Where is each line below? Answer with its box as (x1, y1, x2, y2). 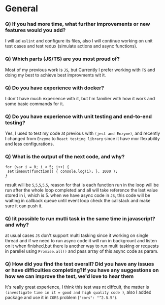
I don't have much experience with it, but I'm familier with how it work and (5, 96, 155, 102)
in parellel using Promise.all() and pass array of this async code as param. (5, 248, 159, 254)
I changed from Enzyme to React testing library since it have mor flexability (5, 136, 160, 142)
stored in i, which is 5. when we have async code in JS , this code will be (5, 192, 151, 198)
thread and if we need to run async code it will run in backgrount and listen (5, 237, 157, 243)
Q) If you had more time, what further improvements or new (5, 21, 150, 28)
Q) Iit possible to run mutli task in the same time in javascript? (5, 215, 155, 222)
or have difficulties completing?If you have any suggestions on (5, 267, 159, 273)
